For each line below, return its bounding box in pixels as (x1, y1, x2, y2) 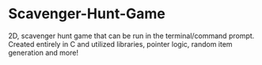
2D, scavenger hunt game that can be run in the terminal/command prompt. (8, 31, 255, 40)
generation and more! (8, 48, 79, 57)
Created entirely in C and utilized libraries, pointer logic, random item (8, 39, 233, 48)
